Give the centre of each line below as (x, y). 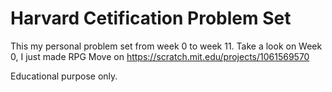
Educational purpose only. (64, 76)
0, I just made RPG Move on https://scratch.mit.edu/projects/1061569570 (160, 56)
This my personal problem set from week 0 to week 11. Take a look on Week (166, 46)
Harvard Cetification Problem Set (151, 18)
